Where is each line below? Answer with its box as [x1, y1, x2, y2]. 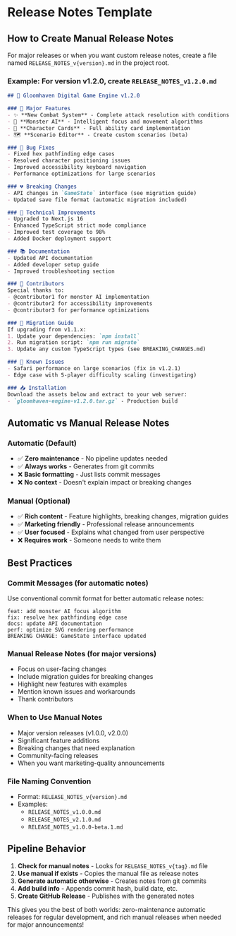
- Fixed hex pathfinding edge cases [7, 150, 115, 158]
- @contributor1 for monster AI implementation [7, 294, 150, 301]
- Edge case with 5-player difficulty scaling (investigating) [7, 372, 197, 379]
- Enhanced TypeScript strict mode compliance [7, 222, 147, 230]
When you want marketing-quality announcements [17, 759, 166, 767]
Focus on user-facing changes [17, 665, 107, 673]
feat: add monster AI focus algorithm [7, 608, 121, 615]
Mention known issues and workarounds [17, 687, 136, 696]
